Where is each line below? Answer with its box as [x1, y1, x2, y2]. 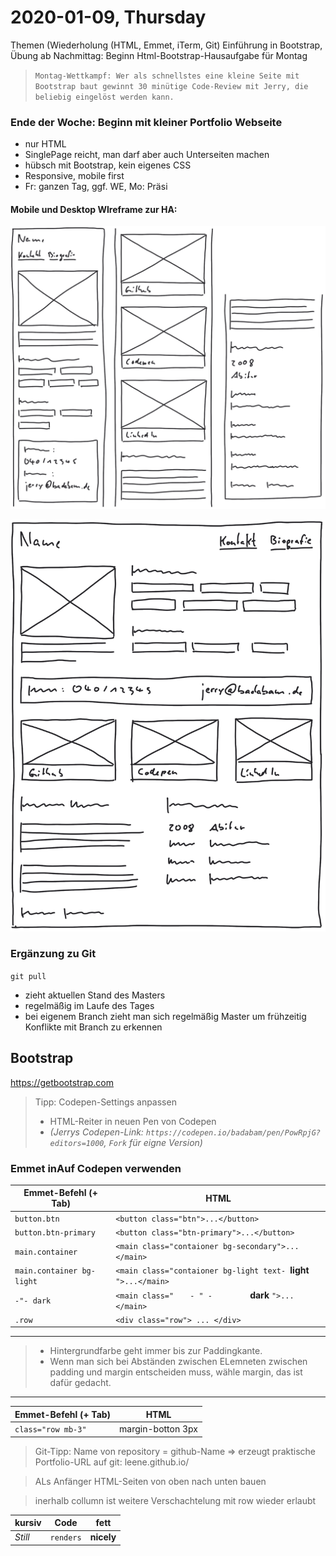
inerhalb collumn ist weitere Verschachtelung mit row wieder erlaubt [34, 1494, 317, 1506]
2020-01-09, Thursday [10, 6, 207, 29]
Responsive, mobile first [24, 170, 125, 182]
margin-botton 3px [119, 1423, 198, 1435]
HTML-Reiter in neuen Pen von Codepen [49, 1115, 217, 1127]
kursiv [14, 1517, 42, 1529]
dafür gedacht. [49, 1377, 112, 1389]
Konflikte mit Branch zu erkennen [24, 1021, 163, 1033]
